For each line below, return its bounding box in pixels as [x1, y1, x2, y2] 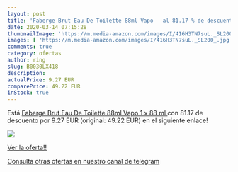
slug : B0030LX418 [7, 63, 59, 70]
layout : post [7, 10, 46, 18]
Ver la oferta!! [7, 143, 47, 152]
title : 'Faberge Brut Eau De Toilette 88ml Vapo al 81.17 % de [7, 17, 204, 24]
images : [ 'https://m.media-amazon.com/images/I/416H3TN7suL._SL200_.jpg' [7, 37, 233, 44]
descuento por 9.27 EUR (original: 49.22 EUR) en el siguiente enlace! [7, 116, 208, 125]
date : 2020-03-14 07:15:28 [7, 23, 87, 30]
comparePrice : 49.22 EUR [7, 83, 81, 90]
